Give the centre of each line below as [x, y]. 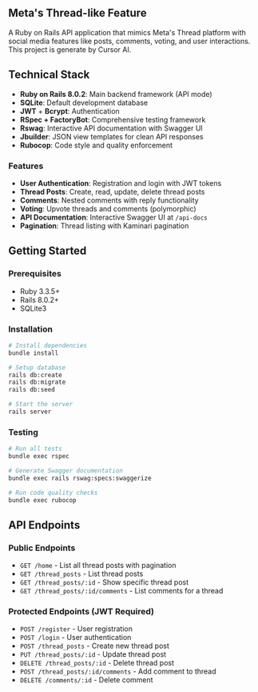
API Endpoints [44, 525]
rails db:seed [32, 390]
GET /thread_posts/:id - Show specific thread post [104, 582]
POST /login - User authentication [75, 638]
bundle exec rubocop [43, 500]
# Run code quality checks [53, 493]
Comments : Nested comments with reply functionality [109, 200]
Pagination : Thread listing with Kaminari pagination [104, 225]
